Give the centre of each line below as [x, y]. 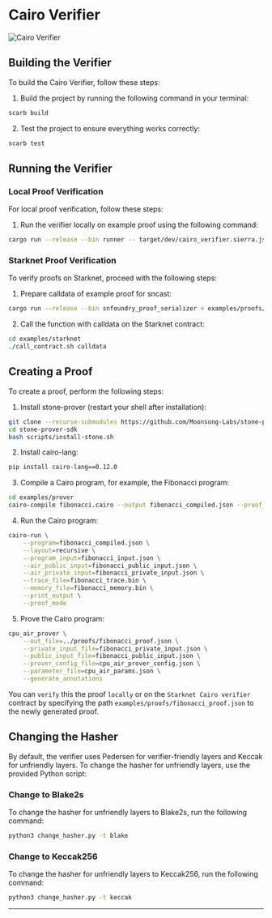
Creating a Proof [51, 371]
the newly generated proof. [54, 711]
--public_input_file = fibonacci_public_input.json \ [112, 656]
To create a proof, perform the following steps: [86, 391]
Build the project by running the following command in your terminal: [134, 98]
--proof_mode [45, 603]
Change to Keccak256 [53, 856]
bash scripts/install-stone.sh [61, 437]
